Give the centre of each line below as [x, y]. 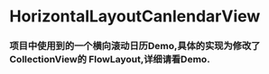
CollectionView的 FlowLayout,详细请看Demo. [110, 60]
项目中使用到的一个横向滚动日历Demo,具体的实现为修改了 [135, 46]
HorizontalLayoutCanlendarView [135, 16]
